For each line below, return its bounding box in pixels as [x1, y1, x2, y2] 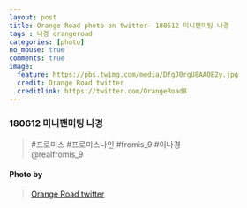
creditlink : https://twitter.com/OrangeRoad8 [17, 86, 188, 95]
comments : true [9, 54, 65, 63]
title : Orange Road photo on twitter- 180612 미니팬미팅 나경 [9, 21, 229, 30]
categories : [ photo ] [9, 37, 86, 47]
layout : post [9, 12, 57, 22]
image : [9, 63, 34, 71]
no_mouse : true [9, 46, 65, 55]
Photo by [9, 169, 43, 180]
